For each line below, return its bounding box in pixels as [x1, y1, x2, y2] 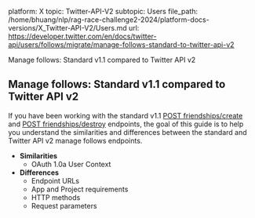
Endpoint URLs [31, 176, 80, 185]
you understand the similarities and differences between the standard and [8, 127, 247, 136]
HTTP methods [31, 192, 81, 202]
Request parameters [31, 201, 97, 210]
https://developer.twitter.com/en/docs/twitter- [8, 31, 157, 41]
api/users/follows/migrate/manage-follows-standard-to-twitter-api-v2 [8, 40, 235, 49]
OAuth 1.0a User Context [31, 159, 111, 169]
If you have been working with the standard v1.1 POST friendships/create [8, 111, 243, 120]
